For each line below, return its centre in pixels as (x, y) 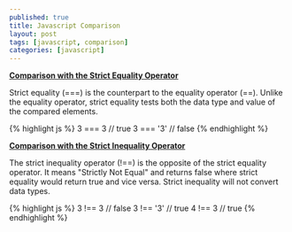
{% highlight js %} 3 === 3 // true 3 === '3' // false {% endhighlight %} (138, 128)
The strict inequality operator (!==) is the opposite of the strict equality (138, 163)
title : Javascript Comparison (65, 26)
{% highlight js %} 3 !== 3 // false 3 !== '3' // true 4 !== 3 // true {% (132, 208)
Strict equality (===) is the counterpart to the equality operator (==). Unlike (146, 93)
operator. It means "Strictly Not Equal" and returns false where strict (134, 173)
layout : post (33, 34)
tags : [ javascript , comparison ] (69, 42)
